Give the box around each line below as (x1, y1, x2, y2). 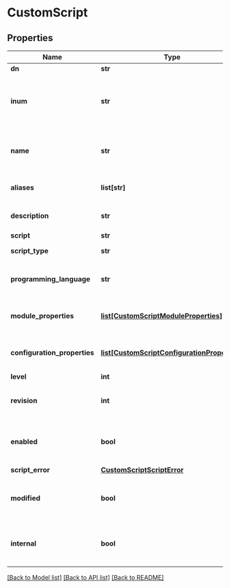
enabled (10, 437, 38, 446)
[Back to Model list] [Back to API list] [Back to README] (7, 574, 164, 581)
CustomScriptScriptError (100, 465, 184, 474)
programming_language (10, 274, 91, 283)
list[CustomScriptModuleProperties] (100, 311, 222, 320)
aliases (10, 183, 34, 192)
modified (10, 494, 41, 502)
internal (10, 539, 36, 548)
